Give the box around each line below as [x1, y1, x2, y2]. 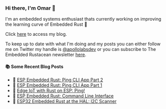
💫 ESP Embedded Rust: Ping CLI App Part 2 [12, 77, 103, 83]
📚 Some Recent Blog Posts [5, 63, 64, 70]
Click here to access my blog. [5, 31, 67, 37]
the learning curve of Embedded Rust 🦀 [5, 21, 88, 27]
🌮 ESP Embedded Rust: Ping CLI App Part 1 [12, 82, 102, 88]
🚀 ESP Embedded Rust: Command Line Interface [12, 93, 114, 99]
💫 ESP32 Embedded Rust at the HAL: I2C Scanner [12, 98, 117, 104]
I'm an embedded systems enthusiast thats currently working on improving [5, 16, 161, 22]
